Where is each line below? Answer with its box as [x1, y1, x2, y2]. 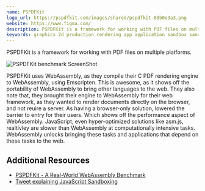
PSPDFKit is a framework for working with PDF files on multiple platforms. [6, 48, 192, 56]
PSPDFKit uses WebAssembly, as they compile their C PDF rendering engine [6, 72, 198, 80]
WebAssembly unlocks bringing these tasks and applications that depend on [6, 131, 199, 138]
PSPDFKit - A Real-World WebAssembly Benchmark [15, 171, 146, 178]
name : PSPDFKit [6, 9, 45, 15]
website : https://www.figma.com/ [6, 20, 92, 26]
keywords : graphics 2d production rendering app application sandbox [6, 32, 187, 38]
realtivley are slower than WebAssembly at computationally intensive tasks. [6, 124, 195, 132]
